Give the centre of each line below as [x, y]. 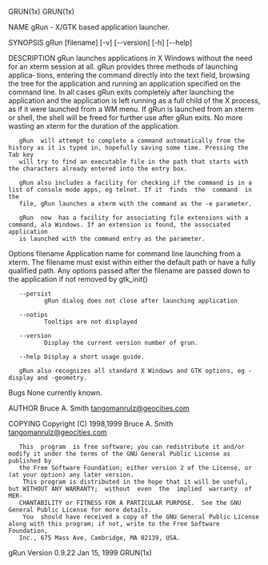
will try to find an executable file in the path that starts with [134, 162]
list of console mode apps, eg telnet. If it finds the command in [130, 190]
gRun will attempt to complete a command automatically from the [132, 141]
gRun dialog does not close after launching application [141, 301]
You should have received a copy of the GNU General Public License [141, 517]
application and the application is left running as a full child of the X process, [134, 100]
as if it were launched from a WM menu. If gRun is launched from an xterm [131, 109]
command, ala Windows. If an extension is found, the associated [119, 225]
